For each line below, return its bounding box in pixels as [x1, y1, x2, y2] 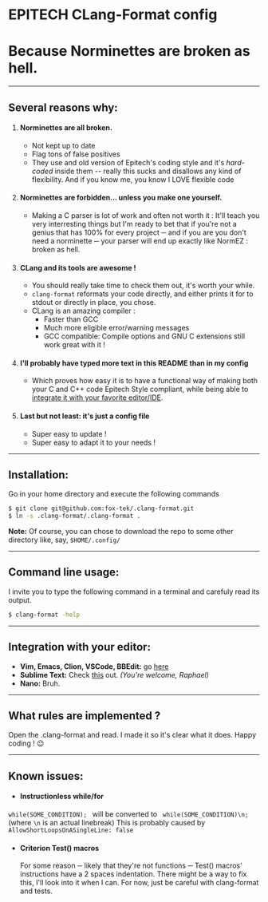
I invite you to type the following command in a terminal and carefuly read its [8, 587, 260, 596]
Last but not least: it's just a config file [19, 411, 150, 421]
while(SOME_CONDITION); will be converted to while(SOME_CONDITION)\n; [8, 809, 249, 819]
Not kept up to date [31, 140, 96, 150]
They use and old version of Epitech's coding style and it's [31, 157, 225, 167]
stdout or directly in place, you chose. [31, 298, 156, 307]
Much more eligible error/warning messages [43, 323, 190, 333]
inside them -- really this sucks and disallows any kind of [54, 166, 242, 176]
